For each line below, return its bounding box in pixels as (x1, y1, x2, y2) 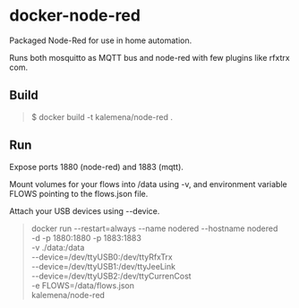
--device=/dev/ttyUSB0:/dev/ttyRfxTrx (30, 252, 173, 262)
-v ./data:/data (30, 242, 85, 252)
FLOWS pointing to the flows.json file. (9, 188, 149, 199)
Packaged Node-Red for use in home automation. (9, 35, 192, 46)
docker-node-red (9, 5, 141, 26)
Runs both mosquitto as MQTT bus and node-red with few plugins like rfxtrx (9, 52, 290, 63)
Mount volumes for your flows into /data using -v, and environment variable (9, 178, 288, 189)
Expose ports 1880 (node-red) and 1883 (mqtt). (9, 161, 184, 172)
